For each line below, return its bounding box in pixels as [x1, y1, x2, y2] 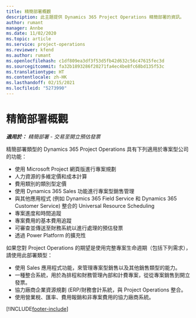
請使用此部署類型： [6, 251, 53, 259]
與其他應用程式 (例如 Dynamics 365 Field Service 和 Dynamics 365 [14, 195, 177, 202]
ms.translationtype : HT [6, 69, 65, 75]
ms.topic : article [6, 36, 51, 42]
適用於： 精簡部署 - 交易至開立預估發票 [6, 133, 101, 140]
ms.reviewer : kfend [6, 47, 54, 53]
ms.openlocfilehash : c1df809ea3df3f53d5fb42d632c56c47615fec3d [6, 58, 165, 64]
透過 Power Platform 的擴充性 [14, 231, 87, 238]
